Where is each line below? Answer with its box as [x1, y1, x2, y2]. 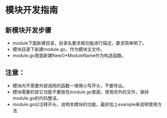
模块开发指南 [5, 4, 59, 16]
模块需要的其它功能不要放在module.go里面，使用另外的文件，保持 [12, 89, 149, 95]
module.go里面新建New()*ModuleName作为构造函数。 [12, 53, 126, 58]
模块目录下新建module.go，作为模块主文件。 [12, 46, 105, 52]
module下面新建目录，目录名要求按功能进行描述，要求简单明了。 [12, 40, 147, 46]
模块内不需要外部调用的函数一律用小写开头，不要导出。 [12, 83, 127, 89]
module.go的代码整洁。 [12, 95, 61, 101]
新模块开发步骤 [5, 26, 52, 34]
